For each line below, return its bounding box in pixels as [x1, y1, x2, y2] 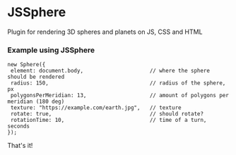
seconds [7, 123, 30, 130]
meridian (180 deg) [7, 98, 65, 106]
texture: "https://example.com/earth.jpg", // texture [10, 104, 182, 111]
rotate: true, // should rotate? [10, 111, 203, 118]
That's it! [7, 142, 33, 150]
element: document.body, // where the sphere [10, 68, 211, 75]
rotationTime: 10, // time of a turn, [10, 117, 207, 124]
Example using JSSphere [7, 45, 95, 55]
